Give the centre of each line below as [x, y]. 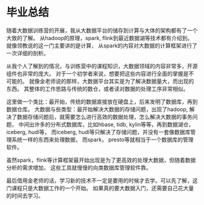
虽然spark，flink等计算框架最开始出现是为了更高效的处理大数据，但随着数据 [101, 160]
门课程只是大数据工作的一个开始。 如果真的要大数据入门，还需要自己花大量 [100, 188]
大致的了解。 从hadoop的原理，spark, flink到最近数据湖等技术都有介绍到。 [100, 38]
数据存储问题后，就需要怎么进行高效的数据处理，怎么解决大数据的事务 [104, 116]
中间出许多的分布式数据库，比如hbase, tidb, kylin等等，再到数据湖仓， [106, 124]
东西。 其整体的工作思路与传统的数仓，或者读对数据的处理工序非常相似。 [97, 89]
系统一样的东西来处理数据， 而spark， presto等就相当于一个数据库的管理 [103, 139]
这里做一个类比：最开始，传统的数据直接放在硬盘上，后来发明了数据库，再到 [102, 101]
